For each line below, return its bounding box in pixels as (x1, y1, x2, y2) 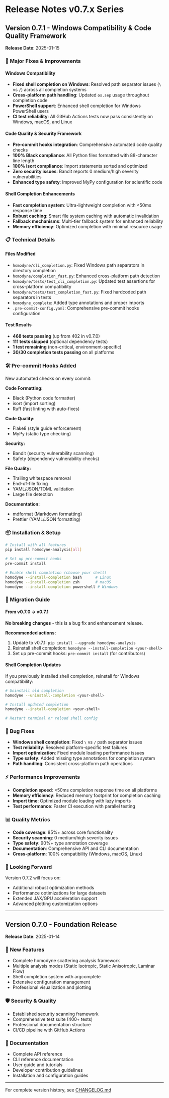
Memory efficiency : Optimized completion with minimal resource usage (12, 223, 162, 229)
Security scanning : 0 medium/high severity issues (12, 835, 118, 841)
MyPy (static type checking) (12, 431, 71, 437)
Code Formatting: (5, 385, 43, 391)
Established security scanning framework (12, 1011, 99, 1017)
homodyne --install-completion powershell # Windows (5, 584, 118, 589)
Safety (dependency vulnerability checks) (12, 456, 100, 462)
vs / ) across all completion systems (12, 87, 87, 93)
